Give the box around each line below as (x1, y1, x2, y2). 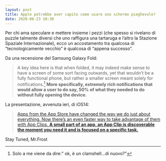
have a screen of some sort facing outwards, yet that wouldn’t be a (17, 70, 154, 76)
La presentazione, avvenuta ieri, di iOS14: (5, 102, 90, 108)
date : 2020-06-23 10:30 (5, 16, 54, 21)
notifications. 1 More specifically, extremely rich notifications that (17, 80, 153, 87)
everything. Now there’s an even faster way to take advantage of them (17, 117, 161, 122)
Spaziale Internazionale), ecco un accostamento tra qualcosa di (5, 40, 135, 46)
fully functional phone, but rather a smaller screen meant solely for (17, 75, 153, 81)
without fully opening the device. (17, 92, 87, 98)
